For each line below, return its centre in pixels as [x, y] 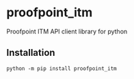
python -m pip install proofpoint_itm [62, 68]
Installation [31, 53]
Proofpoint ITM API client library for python [67, 31]
